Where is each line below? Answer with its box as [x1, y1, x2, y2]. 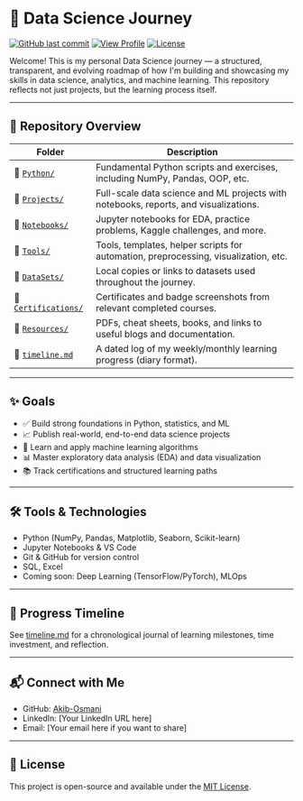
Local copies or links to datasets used [96, 264, 256, 277]
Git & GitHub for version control [22, 552, 140, 563]
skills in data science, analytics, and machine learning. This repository [9, 74, 270, 85]
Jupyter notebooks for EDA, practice [96, 212, 251, 225]
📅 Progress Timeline [9, 605, 124, 621]
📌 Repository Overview [9, 119, 142, 134]
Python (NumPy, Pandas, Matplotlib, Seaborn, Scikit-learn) [22, 532, 241, 544]
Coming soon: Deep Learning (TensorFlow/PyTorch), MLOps [22, 571, 248, 582]
